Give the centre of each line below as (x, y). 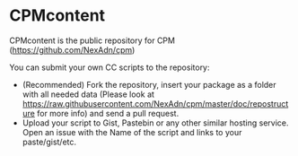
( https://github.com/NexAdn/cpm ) (72, 49)
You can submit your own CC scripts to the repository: (110, 67)
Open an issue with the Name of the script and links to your (132, 132)
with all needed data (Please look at (88, 94)
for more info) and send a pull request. (108, 113)
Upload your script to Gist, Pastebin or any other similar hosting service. (155, 123)
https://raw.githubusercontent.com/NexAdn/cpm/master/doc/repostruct (155, 103)
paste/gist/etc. (49, 142)
